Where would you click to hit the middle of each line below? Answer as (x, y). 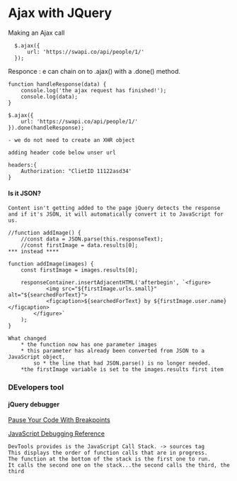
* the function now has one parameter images (89, 345)
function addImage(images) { (51, 264)
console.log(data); (50, 96)
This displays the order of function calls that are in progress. (108, 453)
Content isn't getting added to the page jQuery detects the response (114, 208)
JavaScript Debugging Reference (57, 433)
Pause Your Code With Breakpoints (59, 420)
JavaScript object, (37, 357)
